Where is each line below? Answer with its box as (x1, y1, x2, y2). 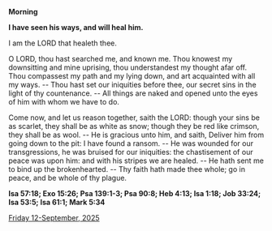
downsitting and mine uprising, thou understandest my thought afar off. (8, 62, 248, 72)
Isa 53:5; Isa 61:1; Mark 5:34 (8, 198, 106, 207)
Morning (8, 7, 38, 16)
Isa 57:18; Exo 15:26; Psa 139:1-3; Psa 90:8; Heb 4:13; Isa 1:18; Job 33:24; (8, 189, 261, 198)
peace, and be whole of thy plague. (8, 173, 127, 182)
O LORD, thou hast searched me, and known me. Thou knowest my (8, 54, 233, 63)
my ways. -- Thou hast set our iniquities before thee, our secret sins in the (8, 80, 257, 89)
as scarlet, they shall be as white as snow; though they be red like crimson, (8, 122, 260, 130)
